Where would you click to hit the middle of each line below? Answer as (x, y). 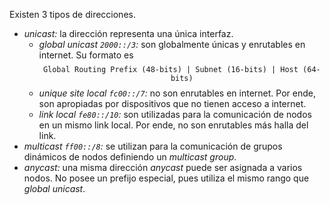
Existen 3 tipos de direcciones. (72, 14)
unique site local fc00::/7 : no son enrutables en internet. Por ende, (177, 93)
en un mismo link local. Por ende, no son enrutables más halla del (173, 125)
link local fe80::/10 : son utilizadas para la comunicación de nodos (175, 114)
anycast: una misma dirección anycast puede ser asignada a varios (163, 167)
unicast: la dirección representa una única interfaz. (128, 33)
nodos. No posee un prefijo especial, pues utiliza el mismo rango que (166, 178)
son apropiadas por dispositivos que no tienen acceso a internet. (172, 103)
